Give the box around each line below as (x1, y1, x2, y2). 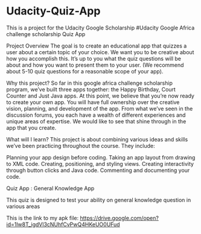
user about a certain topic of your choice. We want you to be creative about (6, 48, 194, 55)
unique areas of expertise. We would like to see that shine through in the (6, 117, 187, 125)
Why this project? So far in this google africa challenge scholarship (6, 79, 173, 87)
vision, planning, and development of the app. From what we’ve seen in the (6, 105, 193, 112)
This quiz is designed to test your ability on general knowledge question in (6, 196, 191, 203)
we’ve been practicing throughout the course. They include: (6, 142, 155, 149)
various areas (6, 203, 40, 210)
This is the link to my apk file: (6, 214, 79, 221)
